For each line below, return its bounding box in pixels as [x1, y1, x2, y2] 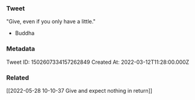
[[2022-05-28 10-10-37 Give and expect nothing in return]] [6, 87, 152, 94]
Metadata [6, 45, 35, 53]
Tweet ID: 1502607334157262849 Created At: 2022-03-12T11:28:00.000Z [6, 58, 190, 66]
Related [6, 73, 29, 82]
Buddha [14, 30, 35, 37]
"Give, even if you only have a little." [6, 18, 96, 25]
